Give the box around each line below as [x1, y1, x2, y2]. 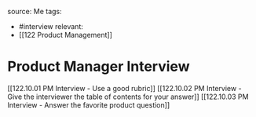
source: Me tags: [7, 7, 62, 16]
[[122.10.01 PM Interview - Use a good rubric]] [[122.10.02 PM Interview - [7, 83, 242, 93]
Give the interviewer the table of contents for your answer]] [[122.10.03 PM [7, 92, 249, 101]
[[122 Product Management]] [18, 31, 113, 39]
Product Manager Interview [7, 58, 190, 75]
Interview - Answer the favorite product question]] [7, 100, 170, 109]
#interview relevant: [18, 22, 84, 31]
